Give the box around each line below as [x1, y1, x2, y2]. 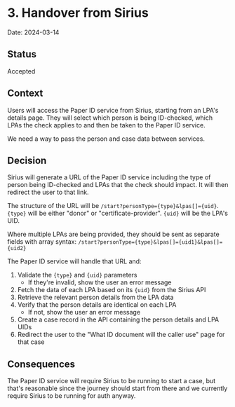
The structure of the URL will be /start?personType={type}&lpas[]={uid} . [7, 202, 219, 210]
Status [7, 48, 37, 60]
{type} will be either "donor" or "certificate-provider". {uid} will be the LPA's [7, 209, 228, 218]
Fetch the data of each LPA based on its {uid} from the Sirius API [17, 286, 206, 294]
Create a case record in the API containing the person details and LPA [17, 315, 220, 324]
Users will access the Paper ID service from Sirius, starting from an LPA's [7, 106, 219, 114]
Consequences [7, 358, 76, 370]
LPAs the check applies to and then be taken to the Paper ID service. [7, 120, 206, 129]
